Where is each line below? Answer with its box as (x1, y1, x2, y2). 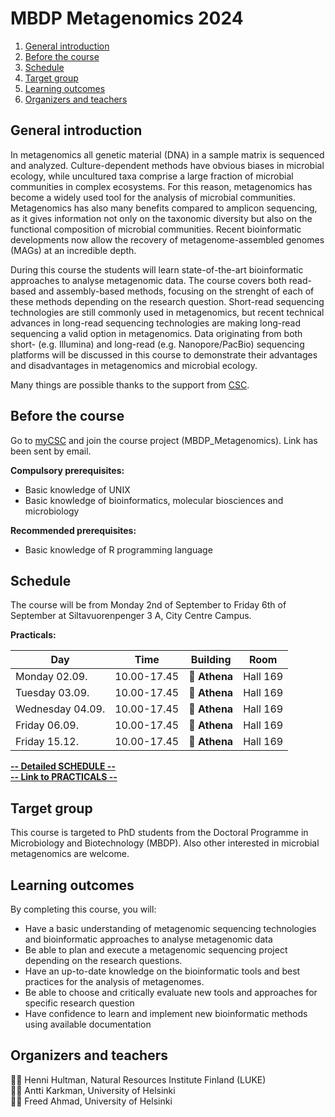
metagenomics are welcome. (10, 848, 130, 860)
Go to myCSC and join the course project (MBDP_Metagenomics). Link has (10, 434, 318, 446)
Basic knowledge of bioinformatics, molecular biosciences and (24, 494, 284, 506)
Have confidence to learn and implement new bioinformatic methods (24, 1008, 308, 1019)
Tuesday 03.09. (15, 686, 90, 700)
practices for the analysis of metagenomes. (24, 976, 205, 987)
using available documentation (24, 1018, 152, 1030)
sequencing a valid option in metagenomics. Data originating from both (10, 327, 303, 339)
